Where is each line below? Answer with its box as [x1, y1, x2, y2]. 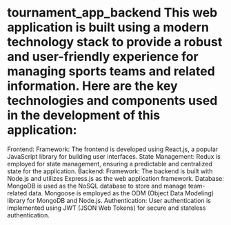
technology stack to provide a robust [7, 35, 223, 50]
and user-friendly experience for [7, 49, 199, 65]
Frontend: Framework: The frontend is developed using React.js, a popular [7, 145, 219, 153]
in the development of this [7, 108, 161, 124]
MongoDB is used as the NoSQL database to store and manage [7, 182, 187, 190]
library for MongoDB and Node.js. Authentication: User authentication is [7, 196, 212, 204]
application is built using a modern [7, 19, 209, 35]
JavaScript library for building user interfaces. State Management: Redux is [7, 152, 221, 160]
